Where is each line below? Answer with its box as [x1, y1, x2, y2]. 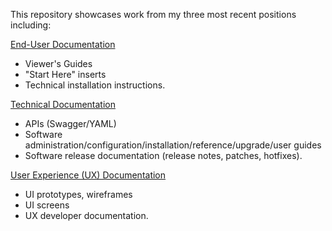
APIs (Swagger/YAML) [24, 118, 117, 129]
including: [10, 19, 52, 31]
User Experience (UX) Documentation [10, 169, 167, 181]
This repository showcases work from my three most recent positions [10, 9, 297, 20]
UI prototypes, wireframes [24, 189, 133, 200]
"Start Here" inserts [24, 69, 107, 80]
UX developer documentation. [24, 210, 149, 221]
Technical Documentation [10, 99, 116, 110]
